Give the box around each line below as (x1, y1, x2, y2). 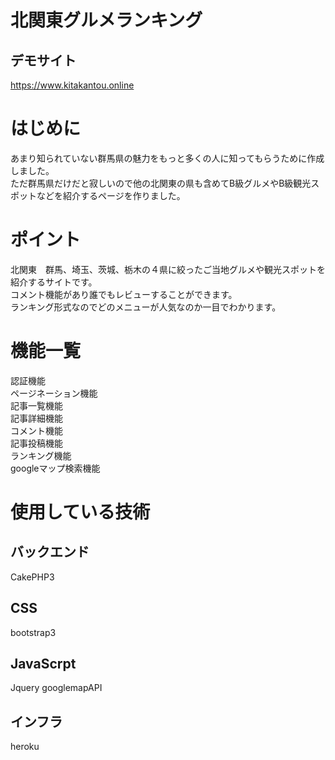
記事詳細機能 (10, 412, 63, 424)
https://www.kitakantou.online (10, 79, 135, 91)
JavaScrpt (10, 656, 77, 673)
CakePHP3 (10, 571, 55, 583)
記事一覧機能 (10, 399, 63, 411)
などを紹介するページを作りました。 (36, 189, 186, 201)
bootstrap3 (10, 626, 57, 638)
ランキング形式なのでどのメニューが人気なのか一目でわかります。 (10, 301, 282, 313)
